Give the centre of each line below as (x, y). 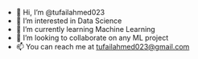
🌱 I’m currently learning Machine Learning (85, 29)
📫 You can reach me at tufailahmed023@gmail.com (103, 47)
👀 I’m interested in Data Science (69, 21)
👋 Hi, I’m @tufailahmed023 (60, 12)
